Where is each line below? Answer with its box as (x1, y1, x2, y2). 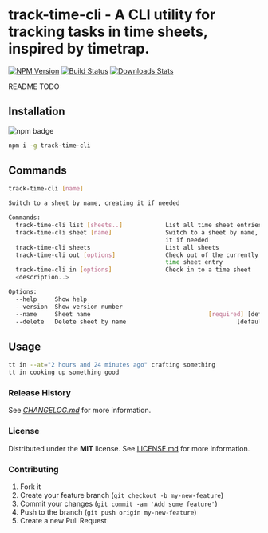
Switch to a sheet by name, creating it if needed (8, 199, 180, 207)
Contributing (8, 463, 59, 475)
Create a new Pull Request (19, 515, 108, 525)
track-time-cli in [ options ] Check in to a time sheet (15, 266, 251, 274)
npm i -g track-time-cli (8, 142, 91, 150)
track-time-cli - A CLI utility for (8, 6, 216, 24)
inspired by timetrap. (8, 40, 150, 58)
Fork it (19, 482, 41, 491)
